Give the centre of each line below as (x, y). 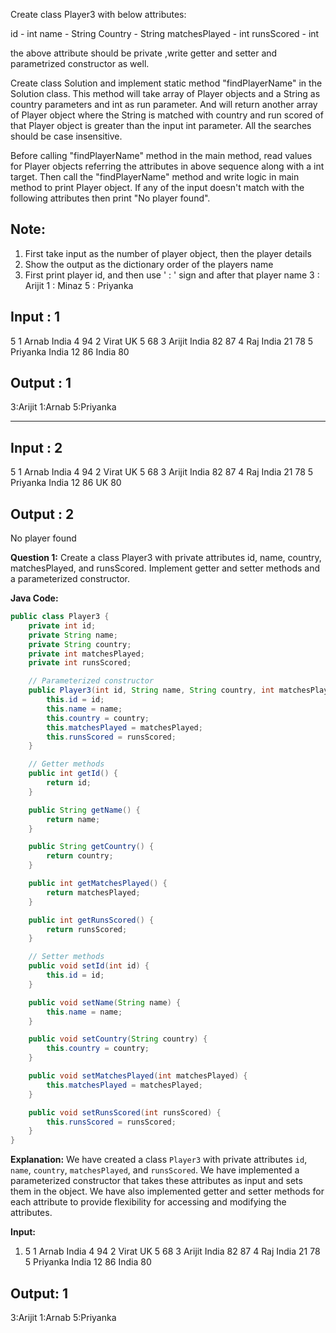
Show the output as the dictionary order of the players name (149, 264)
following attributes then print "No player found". (110, 198)
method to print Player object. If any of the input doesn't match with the (157, 187)
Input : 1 (35, 317)
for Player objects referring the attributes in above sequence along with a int (167, 166)
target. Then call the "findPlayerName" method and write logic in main (155, 177)
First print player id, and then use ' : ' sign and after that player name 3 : (172, 275)
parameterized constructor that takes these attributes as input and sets (156, 1181)
